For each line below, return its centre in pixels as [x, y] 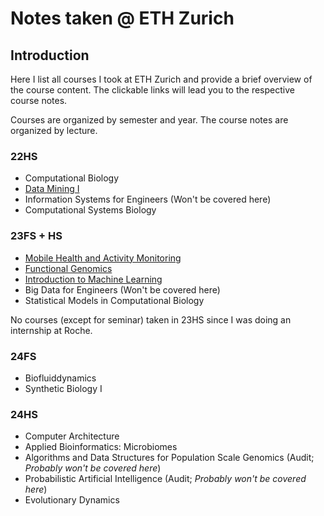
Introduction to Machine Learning [93, 279]
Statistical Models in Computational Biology [114, 300]
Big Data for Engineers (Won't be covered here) [122, 289]
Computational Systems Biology [90, 210]
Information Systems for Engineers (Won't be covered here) [148, 199]
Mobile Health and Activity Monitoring [103, 258]
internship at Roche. [51, 330]
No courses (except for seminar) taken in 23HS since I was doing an [151, 319]
